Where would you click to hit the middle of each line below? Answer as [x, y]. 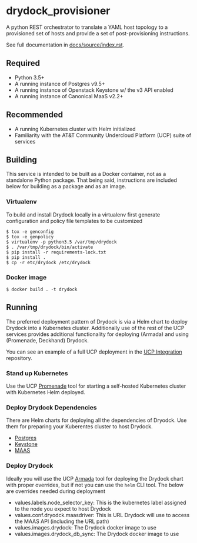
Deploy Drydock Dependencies [51, 407]
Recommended [35, 115]
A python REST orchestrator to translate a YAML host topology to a [87, 27]
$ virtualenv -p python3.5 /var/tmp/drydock [61, 242]
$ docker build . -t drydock [42, 289]
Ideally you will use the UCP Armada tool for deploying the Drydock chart [95, 478]
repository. [19, 358]
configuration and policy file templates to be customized [74, 221]
